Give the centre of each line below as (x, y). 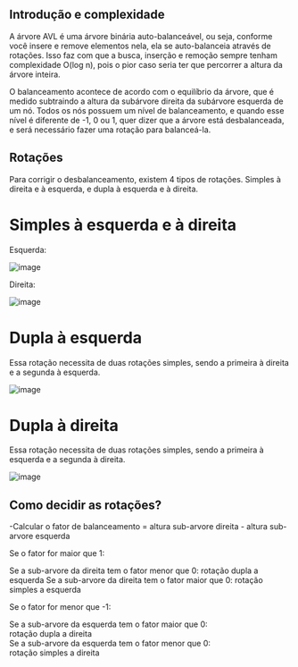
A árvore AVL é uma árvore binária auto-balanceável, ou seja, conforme (141, 36)
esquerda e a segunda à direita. (67, 460)
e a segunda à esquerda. (55, 372)
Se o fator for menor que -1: (60, 607)
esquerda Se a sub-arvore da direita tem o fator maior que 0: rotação (136, 580)
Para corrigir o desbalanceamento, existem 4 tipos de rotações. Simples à (145, 179)
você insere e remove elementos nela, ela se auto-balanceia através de (140, 46)
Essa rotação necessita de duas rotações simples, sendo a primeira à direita (149, 362)
